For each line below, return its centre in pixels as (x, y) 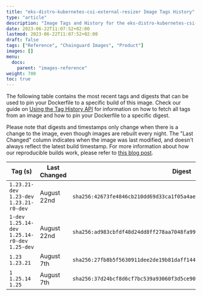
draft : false (23, 40)
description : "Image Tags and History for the (66, 23)
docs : (19, 62)
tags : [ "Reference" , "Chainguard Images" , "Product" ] (75, 46)
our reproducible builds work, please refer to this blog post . (80, 153)
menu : (13, 57)
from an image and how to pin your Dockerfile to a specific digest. (88, 116)
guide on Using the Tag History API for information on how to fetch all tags (98, 109)
